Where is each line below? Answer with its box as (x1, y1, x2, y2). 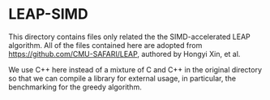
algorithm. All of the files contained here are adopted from (8, 40, 203, 50)
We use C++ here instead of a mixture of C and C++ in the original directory (8, 64, 262, 74)
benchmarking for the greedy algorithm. (8, 82, 142, 92)
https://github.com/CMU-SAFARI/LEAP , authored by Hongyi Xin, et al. (8, 49, 241, 59)
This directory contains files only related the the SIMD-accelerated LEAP (8, 32, 251, 41)
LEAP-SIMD (8, 5, 88, 24)
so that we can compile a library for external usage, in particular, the (8, 73, 237, 83)
